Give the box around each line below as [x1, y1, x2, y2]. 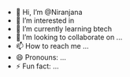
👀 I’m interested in [15, 16, 75, 25]
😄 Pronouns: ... [15, 53, 67, 62]
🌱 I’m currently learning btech [15, 24, 113, 33]
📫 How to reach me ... [15, 42, 89, 50]
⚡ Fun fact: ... [15, 61, 59, 71]
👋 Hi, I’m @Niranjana [15, 8, 83, 16]
